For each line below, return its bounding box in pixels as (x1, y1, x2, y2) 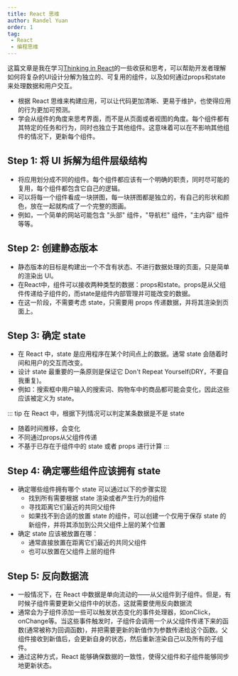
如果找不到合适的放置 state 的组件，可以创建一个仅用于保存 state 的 (28, 512, 227, 520)
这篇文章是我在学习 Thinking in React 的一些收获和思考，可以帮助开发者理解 (7, 64, 226, 72)
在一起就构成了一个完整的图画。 (36, 202, 130, 210)
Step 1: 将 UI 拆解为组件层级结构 (7, 155, 148, 167)
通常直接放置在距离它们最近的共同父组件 (28, 538, 147, 547)
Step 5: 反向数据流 (7, 569, 89, 582)
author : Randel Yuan (7, 17, 69, 24)
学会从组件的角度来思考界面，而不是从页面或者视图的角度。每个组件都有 (17, 114, 229, 123)
